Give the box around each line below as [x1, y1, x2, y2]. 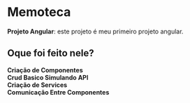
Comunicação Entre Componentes [7, 88, 110, 96]
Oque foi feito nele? [7, 47, 94, 59]
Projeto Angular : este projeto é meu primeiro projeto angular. [7, 27, 184, 35]
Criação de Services [7, 81, 68, 89]
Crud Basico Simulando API [7, 73, 89, 81]
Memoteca [7, 4, 71, 20]
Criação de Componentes [7, 65, 83, 74]
